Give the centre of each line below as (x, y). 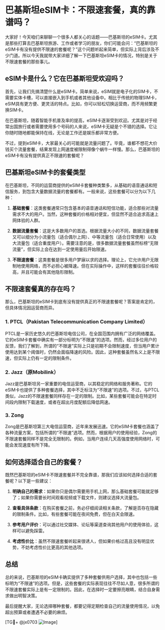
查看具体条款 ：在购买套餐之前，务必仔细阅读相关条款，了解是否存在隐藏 (85, 508)
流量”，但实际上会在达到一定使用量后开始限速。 (60, 249)
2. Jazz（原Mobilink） (32, 372)
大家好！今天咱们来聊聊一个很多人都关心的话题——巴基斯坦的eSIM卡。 (77, 37)
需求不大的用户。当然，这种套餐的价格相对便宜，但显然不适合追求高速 (83, 214)
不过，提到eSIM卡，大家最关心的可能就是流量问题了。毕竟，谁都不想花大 (79, 143)
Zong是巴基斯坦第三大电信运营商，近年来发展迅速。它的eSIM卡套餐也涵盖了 (82, 427)
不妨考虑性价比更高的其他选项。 (53, 547)
